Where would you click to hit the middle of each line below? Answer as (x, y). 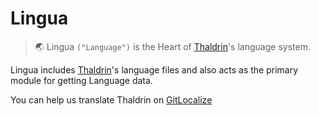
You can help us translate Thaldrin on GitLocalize (111, 99)
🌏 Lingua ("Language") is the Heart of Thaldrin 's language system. (172, 46)
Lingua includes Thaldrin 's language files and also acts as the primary (154, 69)
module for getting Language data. (81, 80)
